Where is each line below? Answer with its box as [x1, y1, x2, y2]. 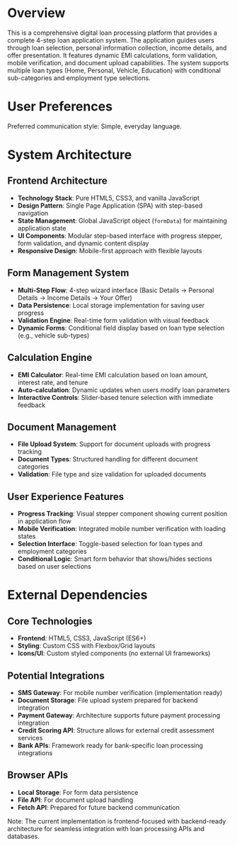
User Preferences [7, 99, 113, 115]
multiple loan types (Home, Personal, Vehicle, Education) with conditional [7, 66, 221, 74]
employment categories [17, 547, 87, 556]
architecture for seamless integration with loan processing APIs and [7, 824, 205, 833]
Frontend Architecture [7, 175, 108, 187]
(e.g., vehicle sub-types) [17, 331, 90, 340]
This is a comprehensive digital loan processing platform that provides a [7, 28, 218, 37]
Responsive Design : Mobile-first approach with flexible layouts [17, 246, 202, 255]
